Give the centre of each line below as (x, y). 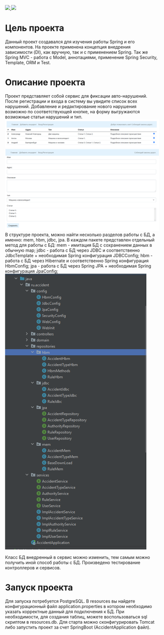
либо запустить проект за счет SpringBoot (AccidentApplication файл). (78, 627)
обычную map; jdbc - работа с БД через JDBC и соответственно (72, 250)
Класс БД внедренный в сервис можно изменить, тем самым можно (78, 557)
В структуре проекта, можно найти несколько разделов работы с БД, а (80, 235)
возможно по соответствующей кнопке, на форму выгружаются (72, 111)
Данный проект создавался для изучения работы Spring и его (70, 42)
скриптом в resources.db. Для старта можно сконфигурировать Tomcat (80, 622)
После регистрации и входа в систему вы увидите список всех (71, 101)
